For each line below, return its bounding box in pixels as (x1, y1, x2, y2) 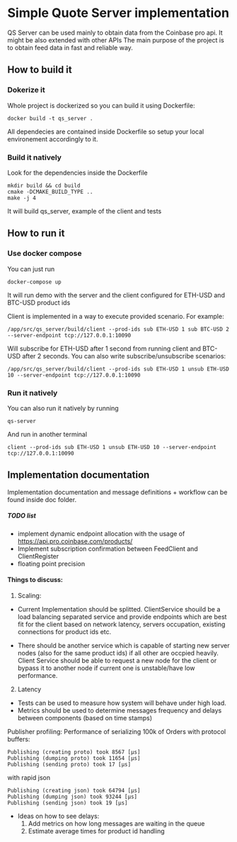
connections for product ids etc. (17, 627, 112, 636)
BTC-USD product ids (7, 298, 71, 307)
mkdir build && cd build (7, 182, 81, 189)
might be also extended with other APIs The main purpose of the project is (7, 35, 224, 44)
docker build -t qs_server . (7, 115, 93, 122)
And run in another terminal (7, 430, 87, 438)
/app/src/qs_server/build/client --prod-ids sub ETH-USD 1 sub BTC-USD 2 (7, 325, 230, 333)
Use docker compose (7, 249, 82, 259)
